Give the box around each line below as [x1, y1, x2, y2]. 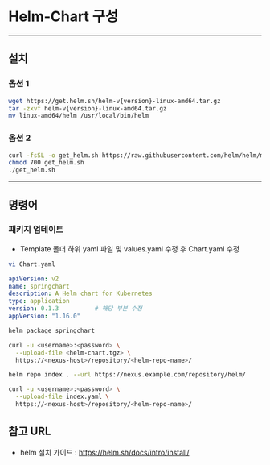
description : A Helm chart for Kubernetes [8, 289, 153, 298]
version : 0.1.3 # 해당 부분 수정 [8, 305, 143, 313]
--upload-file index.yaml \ [15, 392, 110, 401]
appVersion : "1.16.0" [8, 312, 81, 321]
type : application [8, 297, 70, 305]
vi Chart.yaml [8, 259, 56, 268]
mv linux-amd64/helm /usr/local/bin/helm [8, 112, 149, 120]
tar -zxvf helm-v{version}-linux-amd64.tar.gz [8, 104, 167, 113]
